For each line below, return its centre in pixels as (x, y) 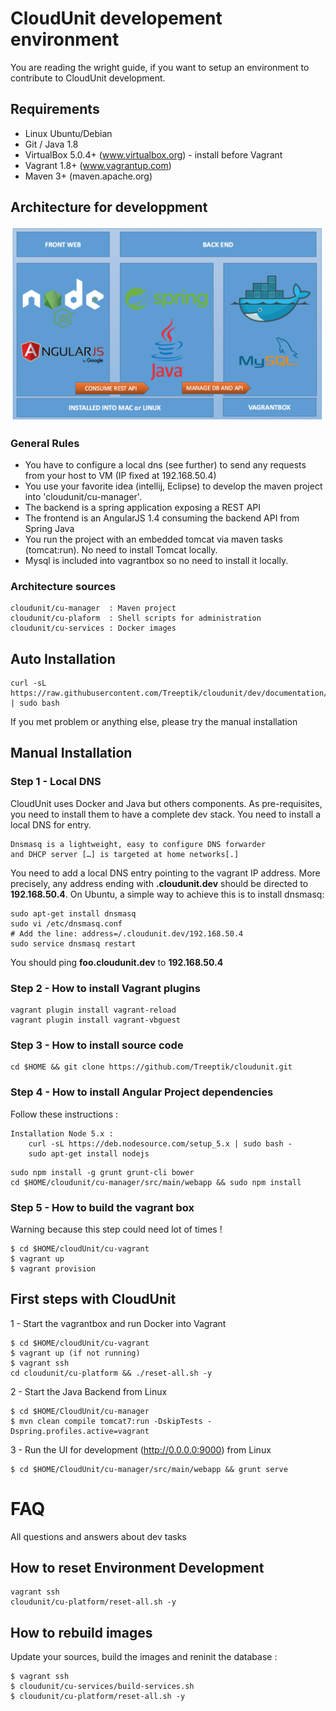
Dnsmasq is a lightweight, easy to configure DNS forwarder (138, 844)
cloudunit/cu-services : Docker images (93, 628)
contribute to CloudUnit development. (88, 78)
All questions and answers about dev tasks (98, 1536)
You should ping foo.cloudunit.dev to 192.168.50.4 (117, 962)
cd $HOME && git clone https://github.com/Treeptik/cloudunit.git (151, 1067)
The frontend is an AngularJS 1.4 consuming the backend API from (162, 518)
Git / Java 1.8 (51, 144)
